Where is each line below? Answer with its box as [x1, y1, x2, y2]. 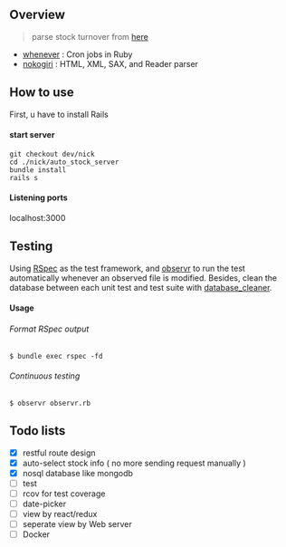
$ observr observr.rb [9, 398, 91, 408]
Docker [22, 529, 51, 540]
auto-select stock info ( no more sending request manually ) [22, 457, 246, 468]
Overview [9, 7, 66, 23]
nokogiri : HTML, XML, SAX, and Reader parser [22, 58, 199, 69]
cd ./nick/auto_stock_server [9, 158, 119, 167]
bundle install [9, 165, 67, 175]
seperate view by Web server [22, 519, 133, 530]
